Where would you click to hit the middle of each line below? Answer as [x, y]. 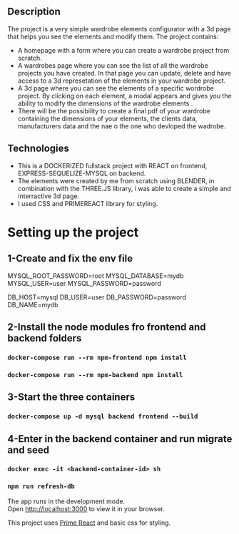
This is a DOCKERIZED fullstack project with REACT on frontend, [112, 165]
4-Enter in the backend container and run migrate [120, 439]
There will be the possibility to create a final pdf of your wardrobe [114, 111]
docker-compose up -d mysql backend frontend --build [103, 417]
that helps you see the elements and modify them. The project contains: [113, 36]
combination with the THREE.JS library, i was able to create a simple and [124, 188]
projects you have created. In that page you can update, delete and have [124, 73]
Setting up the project [73, 232]
